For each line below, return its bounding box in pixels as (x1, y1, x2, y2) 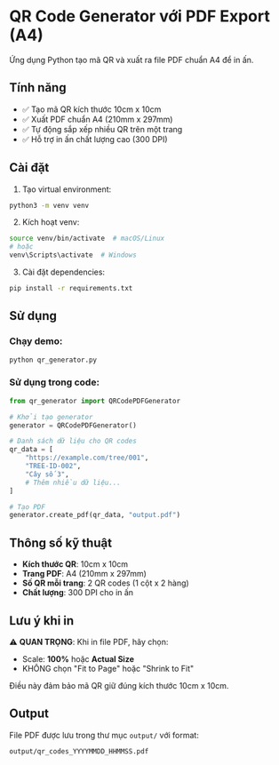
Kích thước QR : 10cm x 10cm (21, 559, 129, 570)
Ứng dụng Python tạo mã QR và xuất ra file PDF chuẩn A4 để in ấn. (9, 54, 254, 65)
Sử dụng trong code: (9, 376, 100, 388)
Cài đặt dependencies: (21, 267, 105, 277)
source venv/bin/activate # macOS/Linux (9, 234, 165, 243)
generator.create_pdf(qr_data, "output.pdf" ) (9, 511, 180, 520)
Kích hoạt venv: (21, 217, 80, 227)
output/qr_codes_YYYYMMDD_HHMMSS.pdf (9, 746, 149, 756)
